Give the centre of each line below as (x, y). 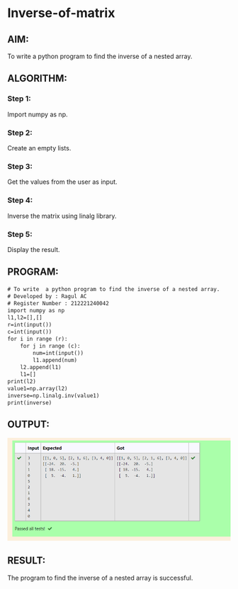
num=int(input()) (58, 353)
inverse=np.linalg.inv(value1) (53, 395)
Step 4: (20, 200)
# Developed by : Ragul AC (47, 296)
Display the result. (34, 249)
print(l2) (22, 381)
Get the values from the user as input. (63, 182)
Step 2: (20, 133)
